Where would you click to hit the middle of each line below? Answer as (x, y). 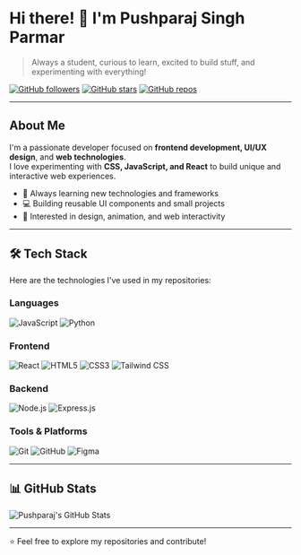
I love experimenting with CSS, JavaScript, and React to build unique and (145, 166)
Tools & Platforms (48, 431)
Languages (34, 303)
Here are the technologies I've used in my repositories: (111, 280)
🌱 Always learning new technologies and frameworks (120, 193)
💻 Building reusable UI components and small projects (124, 203)
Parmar (37, 37)
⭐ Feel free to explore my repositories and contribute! (108, 541)
